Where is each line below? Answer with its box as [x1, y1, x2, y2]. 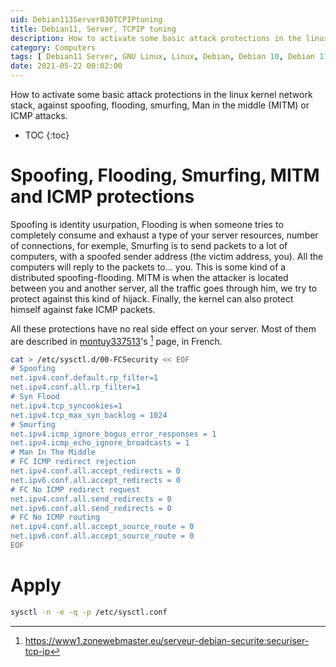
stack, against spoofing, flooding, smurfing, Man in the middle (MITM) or [10, 99, 310, 111]
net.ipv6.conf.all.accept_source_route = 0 [10, 531, 195, 541]
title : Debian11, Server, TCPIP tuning [10, 24, 177, 34]
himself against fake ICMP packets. [10, 303, 156, 315]
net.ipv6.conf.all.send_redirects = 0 [10, 503, 172, 513]
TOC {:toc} [24, 129, 70, 141]
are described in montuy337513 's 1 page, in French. [10, 333, 223, 347]
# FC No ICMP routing [10, 512, 101, 523]
